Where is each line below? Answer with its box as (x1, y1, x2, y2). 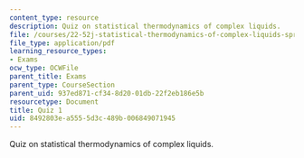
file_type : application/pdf (9, 38, 116, 48)
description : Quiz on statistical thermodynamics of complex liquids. (9, 22, 281, 31)
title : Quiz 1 (9, 106, 63, 115)
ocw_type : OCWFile (9, 64, 79, 73)
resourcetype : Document (9, 97, 100, 107)
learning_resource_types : (9, 47, 107, 56)
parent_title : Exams (9, 72, 88, 81)
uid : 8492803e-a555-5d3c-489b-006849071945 (9, 114, 176, 123)
